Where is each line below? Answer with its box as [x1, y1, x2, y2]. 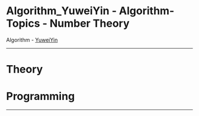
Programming [6, 90, 75, 103]
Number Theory [49, 17, 130, 30]
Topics [6, 17, 40, 30]
